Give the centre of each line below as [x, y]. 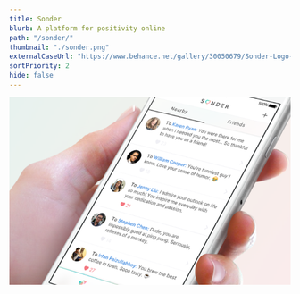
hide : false [31, 76]
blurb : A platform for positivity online [87, 28]
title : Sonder [36, 19]
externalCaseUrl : [42, 57]
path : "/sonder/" [42, 38]
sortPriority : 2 [39, 66]
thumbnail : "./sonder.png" [59, 47]
